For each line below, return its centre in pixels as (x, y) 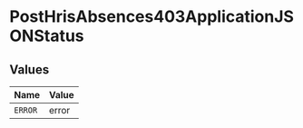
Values (29, 69)
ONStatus (47, 36)
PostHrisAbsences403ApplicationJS (152, 17)
